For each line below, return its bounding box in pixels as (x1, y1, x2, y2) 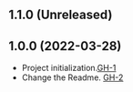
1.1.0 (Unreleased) (8, 7, 113, 23)
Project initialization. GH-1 (21, 63, 117, 74)
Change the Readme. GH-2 (21, 72, 124, 83)
